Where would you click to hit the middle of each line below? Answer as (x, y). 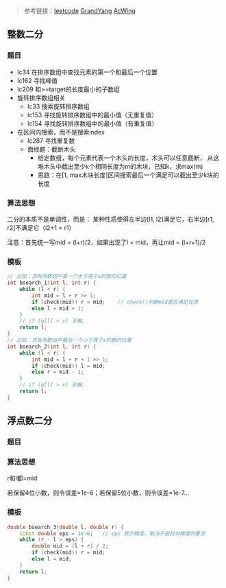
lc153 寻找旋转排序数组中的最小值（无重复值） (92, 115)
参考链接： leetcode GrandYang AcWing (79, 11)
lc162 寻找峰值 (37, 80)
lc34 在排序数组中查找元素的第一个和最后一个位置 (87, 72)
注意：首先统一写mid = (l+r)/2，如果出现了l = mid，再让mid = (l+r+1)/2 (106, 242)
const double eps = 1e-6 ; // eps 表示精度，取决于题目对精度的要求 (112, 533)
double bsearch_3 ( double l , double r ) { (66, 527)
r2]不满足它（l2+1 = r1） (41, 227)
